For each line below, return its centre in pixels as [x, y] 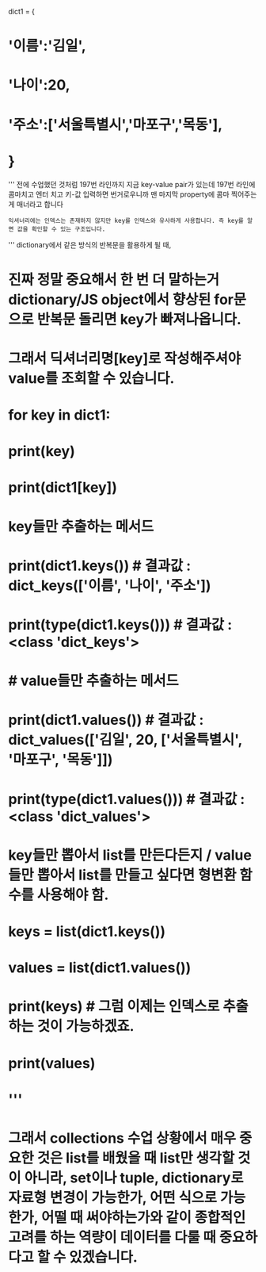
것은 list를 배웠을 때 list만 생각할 [136, 1158]
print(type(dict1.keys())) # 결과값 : [120, 625]
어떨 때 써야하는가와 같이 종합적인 [143, 1217]
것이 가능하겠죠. [85, 1027]
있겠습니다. [103, 1257]
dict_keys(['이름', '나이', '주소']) [110, 585]
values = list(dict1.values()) [100, 968]
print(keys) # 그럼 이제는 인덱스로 [114, 1007]
